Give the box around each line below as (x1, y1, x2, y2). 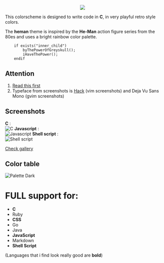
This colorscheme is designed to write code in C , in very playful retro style (5, 14, 156, 20)
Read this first (12, 83, 41, 88)
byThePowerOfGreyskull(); (23, 48, 76, 53)
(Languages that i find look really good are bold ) (5, 252, 103, 258)
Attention (5, 69, 34, 78)
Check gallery (5, 146, 33, 151)
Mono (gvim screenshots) (12, 93, 65, 99)
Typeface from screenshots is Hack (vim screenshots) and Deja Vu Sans (12, 88, 159, 93)
